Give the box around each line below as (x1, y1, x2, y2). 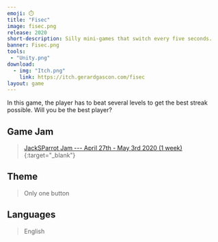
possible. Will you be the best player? (7, 106, 113, 114)
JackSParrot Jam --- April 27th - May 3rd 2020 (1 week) (23, 144, 182, 152)
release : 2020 (7, 29, 48, 36)
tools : (7, 49, 26, 55)
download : (7, 61, 36, 68)
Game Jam (7, 126, 54, 137)
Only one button (23, 189, 70, 197)
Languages (7, 209, 56, 221)
